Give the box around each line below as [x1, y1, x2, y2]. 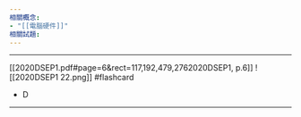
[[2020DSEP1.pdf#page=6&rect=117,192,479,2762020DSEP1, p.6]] [9, 63, 254, 73]
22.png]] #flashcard [60, 72, 134, 83]
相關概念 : [9, 13, 40, 22]
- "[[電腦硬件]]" [9, 21, 69, 30]
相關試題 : [9, 29, 40, 38]
